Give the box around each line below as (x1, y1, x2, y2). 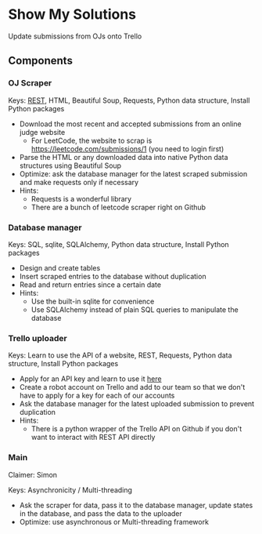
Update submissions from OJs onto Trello (8, 31, 142, 41)
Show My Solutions (8, 5, 137, 24)
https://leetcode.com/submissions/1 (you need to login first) (31, 143, 224, 154)
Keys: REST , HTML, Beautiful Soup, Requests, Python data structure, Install (8, 96, 250, 105)
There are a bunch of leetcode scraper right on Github (31, 202, 206, 212)
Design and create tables (19, 263, 101, 272)
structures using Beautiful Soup (19, 161, 122, 170)
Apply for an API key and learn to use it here (19, 374, 162, 383)
